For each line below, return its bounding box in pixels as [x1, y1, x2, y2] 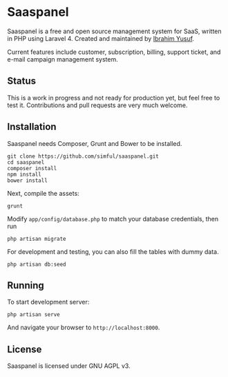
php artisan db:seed [7, 261, 67, 268]
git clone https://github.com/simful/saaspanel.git [7, 153, 159, 160]
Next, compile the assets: [7, 189, 79, 197]
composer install [7, 165, 57, 172]
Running [7, 279, 45, 291]
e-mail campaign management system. [7, 55, 119, 63]
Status [7, 75, 37, 87]
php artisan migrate [7, 235, 67, 242]
